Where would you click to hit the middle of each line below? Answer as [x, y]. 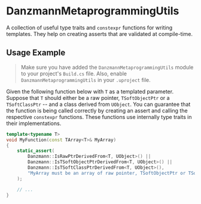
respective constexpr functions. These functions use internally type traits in [99, 117]
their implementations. [34, 123]
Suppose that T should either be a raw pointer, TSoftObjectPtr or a [88, 98]
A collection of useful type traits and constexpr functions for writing [89, 28]
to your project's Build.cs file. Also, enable [74, 74]
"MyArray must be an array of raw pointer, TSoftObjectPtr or [107, 173]
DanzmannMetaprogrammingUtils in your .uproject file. [86, 80]
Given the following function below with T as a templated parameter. [90, 92]
